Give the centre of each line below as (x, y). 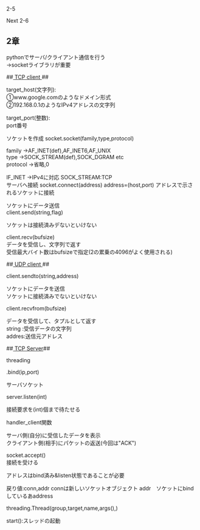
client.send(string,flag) (35, 212)
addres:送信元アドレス (34, 336)
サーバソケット (25, 384)
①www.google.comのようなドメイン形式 (59, 97)
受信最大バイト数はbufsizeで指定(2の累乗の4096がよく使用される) (90, 252)
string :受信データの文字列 (39, 328)
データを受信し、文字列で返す (43, 244)
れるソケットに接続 (30, 192)
